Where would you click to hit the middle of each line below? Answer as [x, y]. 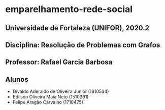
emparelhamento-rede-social [69, 9]
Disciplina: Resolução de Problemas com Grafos [83, 45]
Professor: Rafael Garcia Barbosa [59, 62]
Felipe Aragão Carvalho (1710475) [48, 102]
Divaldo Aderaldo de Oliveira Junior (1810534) [61, 91]
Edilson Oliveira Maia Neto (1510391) [51, 97]
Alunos [17, 79]
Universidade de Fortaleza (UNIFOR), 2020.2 [77, 28]
